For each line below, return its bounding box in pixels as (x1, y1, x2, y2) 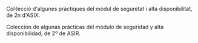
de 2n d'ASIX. (6, 12, 41, 19)
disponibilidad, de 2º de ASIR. (6, 30, 81, 37)
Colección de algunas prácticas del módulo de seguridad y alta (6, 24, 164, 30)
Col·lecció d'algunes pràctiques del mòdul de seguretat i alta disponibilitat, (6, 5, 193, 12)
